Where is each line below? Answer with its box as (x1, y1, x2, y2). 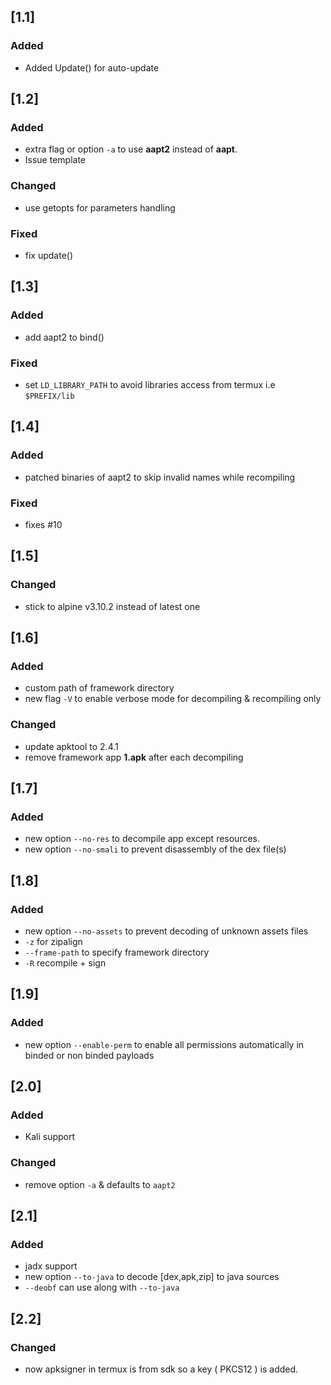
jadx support (24, 1260, 78, 1272)
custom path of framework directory (24, 682, 175, 694)
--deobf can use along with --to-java (24, 1281, 180, 1294)
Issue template (24, 154, 87, 166)
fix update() (24, 249, 74, 261)
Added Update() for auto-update (24, 61, 160, 74)
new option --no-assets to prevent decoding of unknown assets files (24, 925, 309, 937)
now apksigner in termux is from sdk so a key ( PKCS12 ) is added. (24, 1363, 299, 1375)
